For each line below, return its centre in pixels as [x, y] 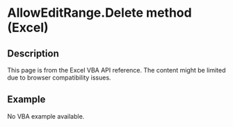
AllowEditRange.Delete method [100, 13]
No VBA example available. [46, 116]
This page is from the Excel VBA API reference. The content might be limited [116, 70]
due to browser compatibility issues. [59, 77]
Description [33, 53]
